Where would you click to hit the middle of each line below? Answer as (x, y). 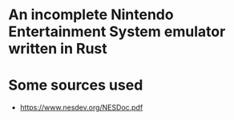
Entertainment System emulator (117, 32)
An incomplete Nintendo (91, 15)
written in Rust (58, 49)
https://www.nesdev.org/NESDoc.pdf (81, 108)
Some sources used (76, 85)
